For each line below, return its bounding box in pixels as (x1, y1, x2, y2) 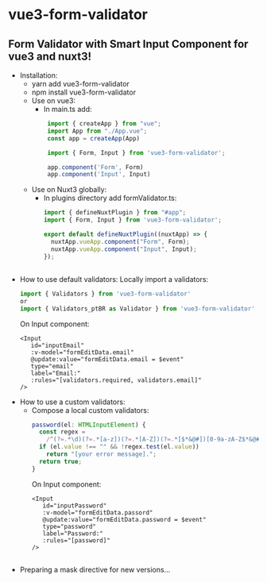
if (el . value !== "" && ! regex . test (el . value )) (38, 443, 200, 451)
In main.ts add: (43, 105, 92, 114)
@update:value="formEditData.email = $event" (30, 355, 184, 363)
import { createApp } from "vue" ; (47, 120, 161, 128)
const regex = (38, 428, 86, 436)
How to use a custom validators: (19, 397, 126, 407)
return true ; (38, 457, 82, 465)
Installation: (19, 71, 58, 80)
